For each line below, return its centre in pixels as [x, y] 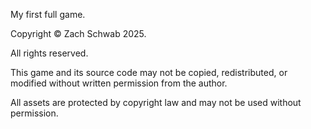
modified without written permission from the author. [119, 83]
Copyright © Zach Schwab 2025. [78, 33]
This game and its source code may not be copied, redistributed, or [149, 72]
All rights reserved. [49, 53]
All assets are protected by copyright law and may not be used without [156, 102]
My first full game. [48, 14]
